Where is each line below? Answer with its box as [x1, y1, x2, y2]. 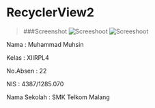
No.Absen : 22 [6, 67, 47, 75]
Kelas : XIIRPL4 [6, 53, 49, 62]
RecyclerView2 [6, 5, 95, 20]
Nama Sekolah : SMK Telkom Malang [6, 93, 110, 101]
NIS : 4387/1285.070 [6, 79, 64, 88]
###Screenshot [23, 27, 68, 35]
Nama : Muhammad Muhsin [6, 40, 84, 48]
